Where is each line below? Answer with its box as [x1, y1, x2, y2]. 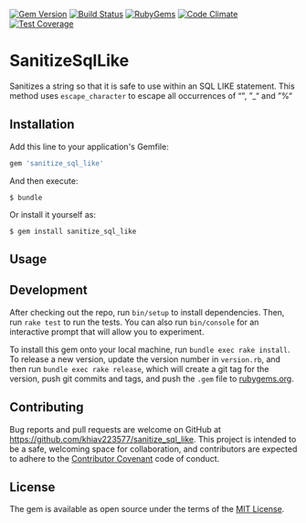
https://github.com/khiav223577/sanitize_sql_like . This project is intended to [9, 433, 297, 444]
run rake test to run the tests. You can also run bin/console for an [9, 316, 259, 327]
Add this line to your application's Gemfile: [9, 141, 169, 152]
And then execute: [9, 175, 79, 187]
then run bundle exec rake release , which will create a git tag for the [9, 363, 269, 374]
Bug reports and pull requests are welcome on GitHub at [9, 423, 222, 434]
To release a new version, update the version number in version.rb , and [9, 353, 281, 365]
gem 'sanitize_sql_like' [9, 158, 104, 168]
